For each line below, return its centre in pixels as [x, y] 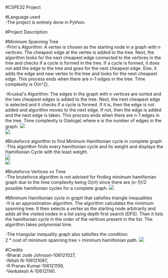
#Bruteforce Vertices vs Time [36, 172]
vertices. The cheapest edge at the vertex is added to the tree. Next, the [80, 52]
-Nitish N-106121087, [27, 260]
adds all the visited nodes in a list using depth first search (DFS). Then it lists [84, 214]
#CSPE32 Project [23, 7]
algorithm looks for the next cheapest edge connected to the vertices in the [83, 58]
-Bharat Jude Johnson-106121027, [41, 255]
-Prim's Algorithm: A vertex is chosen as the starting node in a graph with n [83, 47]
